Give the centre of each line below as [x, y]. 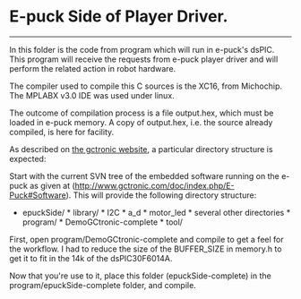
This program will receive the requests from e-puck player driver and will [144, 59]
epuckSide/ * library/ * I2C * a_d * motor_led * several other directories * [156, 212]
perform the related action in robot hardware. [93, 68]
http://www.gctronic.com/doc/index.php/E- [155, 185]
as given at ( [53, 185]
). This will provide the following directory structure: [161, 195]
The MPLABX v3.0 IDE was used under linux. [92, 95]
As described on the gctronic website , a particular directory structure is [141, 149]
